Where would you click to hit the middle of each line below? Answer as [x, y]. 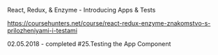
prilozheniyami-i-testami [42, 31]
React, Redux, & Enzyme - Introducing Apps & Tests [81, 10]
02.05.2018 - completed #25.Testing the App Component [89, 44]
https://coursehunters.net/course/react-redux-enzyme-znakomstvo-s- [109, 23]
